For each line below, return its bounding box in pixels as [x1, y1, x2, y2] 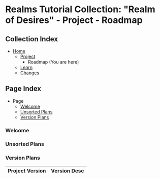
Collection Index [5, 35, 58, 43]
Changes [20, 70, 40, 76]
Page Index [5, 84, 42, 93]
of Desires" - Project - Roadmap [5, 14, 143, 26]
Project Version [8, 167, 46, 174]
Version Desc [50, 167, 84, 174]
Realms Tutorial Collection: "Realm [5, 4, 155, 15]
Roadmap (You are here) [27, 59, 79, 65]
